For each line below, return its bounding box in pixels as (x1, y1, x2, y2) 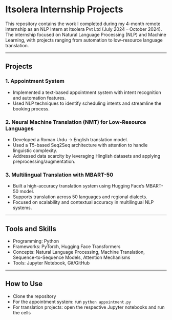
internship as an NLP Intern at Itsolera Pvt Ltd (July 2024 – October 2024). (5, 26, 162, 32)
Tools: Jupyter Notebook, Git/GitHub (12, 260, 90, 266)
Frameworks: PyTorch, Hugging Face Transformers (12, 243, 121, 250)
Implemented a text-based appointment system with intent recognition (12, 89, 161, 96)
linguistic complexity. (12, 147, 58, 154)
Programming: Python (12, 238, 59, 244)
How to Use (5, 279, 43, 288)
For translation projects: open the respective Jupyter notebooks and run (12, 304, 165, 310)
